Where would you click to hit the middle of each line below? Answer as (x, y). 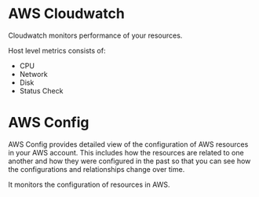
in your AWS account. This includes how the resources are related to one (126, 152)
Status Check (41, 90)
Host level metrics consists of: (57, 50)
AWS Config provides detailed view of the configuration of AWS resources (128, 144)
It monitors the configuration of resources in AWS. (89, 184)
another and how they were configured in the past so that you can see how (129, 161)
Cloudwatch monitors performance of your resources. (95, 35)
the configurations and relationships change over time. (97, 169)
